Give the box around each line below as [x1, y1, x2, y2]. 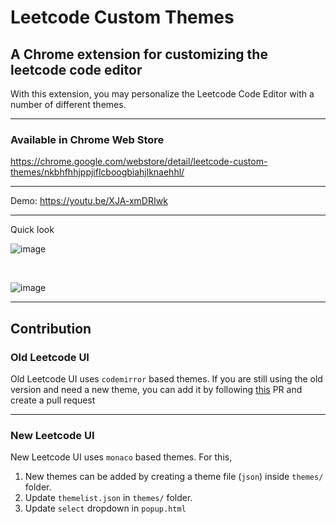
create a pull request [10, 394, 96, 406]
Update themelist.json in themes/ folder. [24, 492, 193, 504]
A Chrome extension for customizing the [10, 46, 268, 63]
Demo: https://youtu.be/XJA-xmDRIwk [10, 195, 168, 207]
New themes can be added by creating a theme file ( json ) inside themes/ [24, 471, 324, 483]
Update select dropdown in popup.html [24, 502, 187, 515]
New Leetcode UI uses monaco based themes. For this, [10, 451, 233, 463]
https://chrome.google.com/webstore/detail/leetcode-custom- [10, 156, 268, 168]
